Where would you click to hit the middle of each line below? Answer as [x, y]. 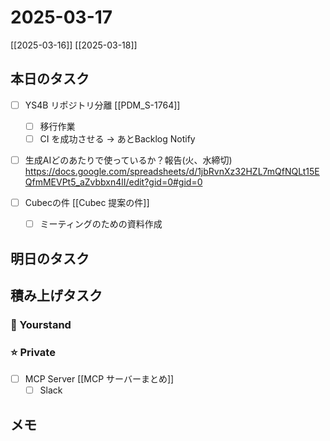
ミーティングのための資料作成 [101, 224]
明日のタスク [50, 258]
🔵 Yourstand [41, 324]
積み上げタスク [56, 295]
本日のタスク [50, 79]
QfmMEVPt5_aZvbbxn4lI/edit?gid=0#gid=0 [113, 182]
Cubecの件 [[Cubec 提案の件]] [87, 202]
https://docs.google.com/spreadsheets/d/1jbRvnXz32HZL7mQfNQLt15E [172, 171]
